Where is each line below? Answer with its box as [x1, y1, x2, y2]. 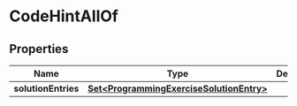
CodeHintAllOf [9, 6, 119, 26]
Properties [9, 42, 69, 57]
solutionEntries [13, 82, 80, 95]
